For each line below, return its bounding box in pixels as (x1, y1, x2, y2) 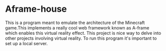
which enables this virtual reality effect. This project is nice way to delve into (5, 30, 162, 36)
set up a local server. (5, 40, 48, 46)
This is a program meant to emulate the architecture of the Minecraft (5, 20, 145, 25)
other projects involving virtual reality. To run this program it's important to (5, 35, 157, 41)
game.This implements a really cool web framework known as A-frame (5, 25, 150, 30)
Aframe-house (5, 3, 67, 15)
